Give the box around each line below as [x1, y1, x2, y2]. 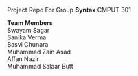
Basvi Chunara [7, 41, 49, 48]
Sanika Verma [7, 33, 47, 41]
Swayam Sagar [7, 26, 50, 34]
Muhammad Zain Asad [7, 47, 71, 56]
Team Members [7, 19, 53, 26]
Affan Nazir [7, 55, 40, 63]
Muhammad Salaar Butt [7, 62, 73, 70]
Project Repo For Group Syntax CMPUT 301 [7, 6, 132, 14]
